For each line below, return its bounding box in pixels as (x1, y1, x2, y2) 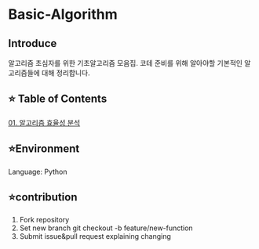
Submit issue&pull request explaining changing (19, 232, 171, 241)
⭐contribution (8, 190, 78, 204)
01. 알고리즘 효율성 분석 (8, 117, 81, 127)
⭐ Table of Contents (8, 92, 108, 106)
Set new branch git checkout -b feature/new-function (19, 223, 194, 233)
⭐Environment (8, 143, 80, 156)
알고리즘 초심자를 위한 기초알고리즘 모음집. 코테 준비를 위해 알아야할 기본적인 (8, 59, 243, 67)
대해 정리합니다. (42, 68, 90, 78)
